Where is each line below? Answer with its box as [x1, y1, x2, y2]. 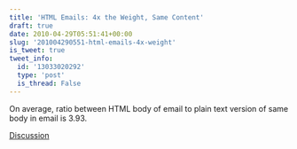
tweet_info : [9, 54, 53, 63]
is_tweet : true [9, 46, 66, 55]
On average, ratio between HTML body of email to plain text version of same [9, 103, 289, 114]
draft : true [9, 21, 53, 30]
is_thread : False [17, 79, 82, 88]
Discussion [9, 129, 50, 140]
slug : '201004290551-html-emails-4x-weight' [9, 37, 176, 47]
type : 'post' [17, 71, 66, 80]
